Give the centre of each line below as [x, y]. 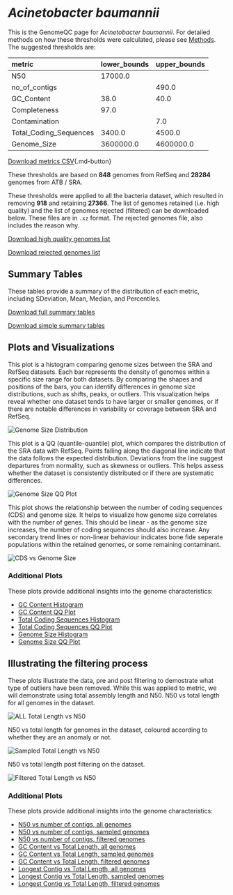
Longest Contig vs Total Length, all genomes [82, 868]
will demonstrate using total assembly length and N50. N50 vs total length [114, 695]
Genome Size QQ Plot [49, 641]
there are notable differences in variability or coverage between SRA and [112, 409]
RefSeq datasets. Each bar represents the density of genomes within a [109, 372]
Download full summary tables [51, 312]
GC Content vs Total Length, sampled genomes [86, 854]
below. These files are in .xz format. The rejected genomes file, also [106, 218]
